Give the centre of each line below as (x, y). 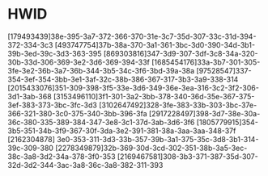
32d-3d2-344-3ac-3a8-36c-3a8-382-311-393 (85, 165)
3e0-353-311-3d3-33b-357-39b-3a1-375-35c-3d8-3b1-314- (158, 139)
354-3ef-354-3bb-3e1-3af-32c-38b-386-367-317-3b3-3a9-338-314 (123, 79)
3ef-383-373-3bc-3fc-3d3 (53, 105)
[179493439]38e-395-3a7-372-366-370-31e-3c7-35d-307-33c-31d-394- (132, 36)
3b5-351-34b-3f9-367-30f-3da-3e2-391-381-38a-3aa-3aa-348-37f (122, 131)
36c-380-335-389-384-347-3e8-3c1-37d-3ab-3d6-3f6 (101, 122)
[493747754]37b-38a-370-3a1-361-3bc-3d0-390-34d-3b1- (155, 44)
